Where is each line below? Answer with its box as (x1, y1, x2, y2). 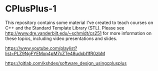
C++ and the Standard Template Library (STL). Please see (5, 24, 124, 30)
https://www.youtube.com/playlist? (5, 45, 77, 51)
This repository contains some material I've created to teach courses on (5, 19, 153, 25)
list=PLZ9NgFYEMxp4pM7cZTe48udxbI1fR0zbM (5, 50, 105, 56)
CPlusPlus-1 (5, 3, 56, 14)
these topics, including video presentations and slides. (5, 35, 117, 41)
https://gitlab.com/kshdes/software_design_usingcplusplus (5, 60, 127, 66)
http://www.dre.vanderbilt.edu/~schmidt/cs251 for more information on (5, 30, 151, 36)
